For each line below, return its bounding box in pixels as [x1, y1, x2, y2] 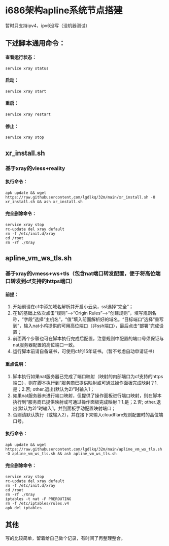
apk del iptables [5, 505, 42, 510]
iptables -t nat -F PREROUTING [5, 496, 72, 502]
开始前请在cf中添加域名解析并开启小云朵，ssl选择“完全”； [12, 304, 133, 310]
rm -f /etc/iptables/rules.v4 [5, 501, 70, 506]
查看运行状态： [5, 54, 37, 60]
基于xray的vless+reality [5, 165, 65, 172]
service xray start [5, 89, 47, 94]
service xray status [5, 66, 49, 71]
